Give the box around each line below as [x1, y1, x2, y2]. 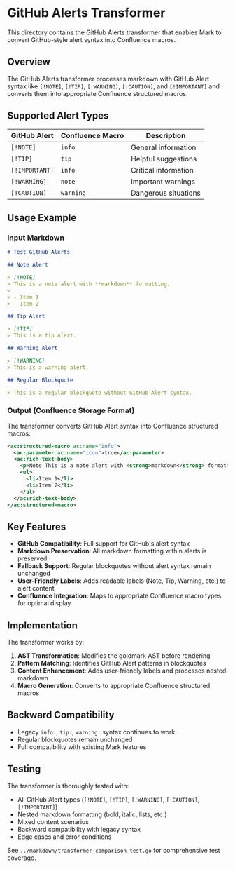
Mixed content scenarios [17, 817, 90, 826]
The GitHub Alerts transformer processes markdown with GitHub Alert [7, 74, 210, 83]
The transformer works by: [7, 638, 85, 647]
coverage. [7, 854, 36, 862]
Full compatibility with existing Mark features [17, 742, 147, 751]
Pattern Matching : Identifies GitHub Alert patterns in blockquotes [17, 659, 206, 668]
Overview [7, 56, 51, 68]
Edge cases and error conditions [17, 833, 112, 841]
